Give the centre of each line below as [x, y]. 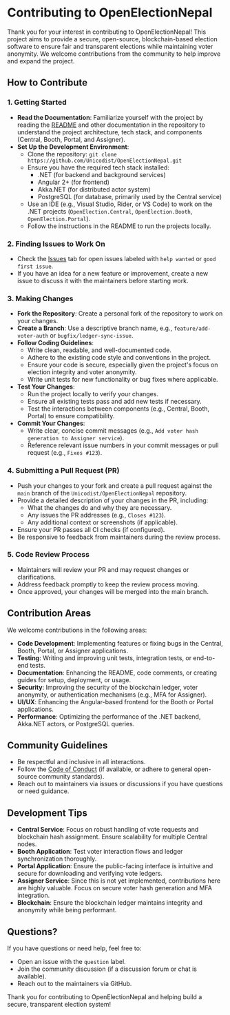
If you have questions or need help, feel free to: [74, 948]
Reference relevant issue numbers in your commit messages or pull [123, 445]
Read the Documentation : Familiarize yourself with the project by [110, 117]
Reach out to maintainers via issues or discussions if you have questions [120, 784]
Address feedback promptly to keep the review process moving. [108, 584]
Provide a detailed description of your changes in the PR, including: [113, 500]
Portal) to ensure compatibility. [71, 416]
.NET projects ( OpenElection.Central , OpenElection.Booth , [110, 211]
